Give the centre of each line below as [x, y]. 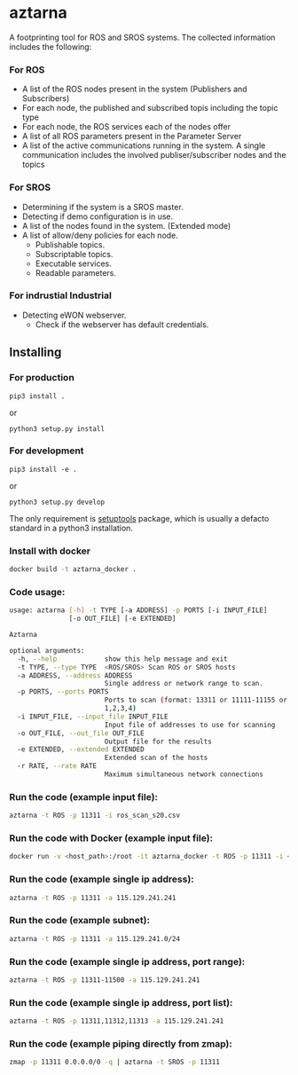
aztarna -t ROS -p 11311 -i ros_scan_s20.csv [94, 816]
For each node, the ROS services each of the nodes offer [126, 127]
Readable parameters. [76, 272]
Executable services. [74, 263]
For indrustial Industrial [61, 295]
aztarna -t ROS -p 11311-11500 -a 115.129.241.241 [105, 980]
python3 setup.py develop [57, 502]
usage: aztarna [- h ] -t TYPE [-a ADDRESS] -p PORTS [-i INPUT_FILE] [138, 610]
